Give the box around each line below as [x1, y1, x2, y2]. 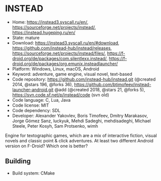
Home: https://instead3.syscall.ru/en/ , [12, 19, 89, 25]
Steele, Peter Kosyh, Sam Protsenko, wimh [12, 123, 98, 129]
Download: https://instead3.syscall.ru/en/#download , [12, 40, 119, 45]
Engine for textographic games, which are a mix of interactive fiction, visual [5, 133, 157, 138]
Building [5, 157, 31, 165]
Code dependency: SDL [12, 107, 61, 113]
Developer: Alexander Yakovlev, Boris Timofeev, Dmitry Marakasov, [12, 113, 148, 118]
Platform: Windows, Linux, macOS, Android [12, 66, 99, 71]
